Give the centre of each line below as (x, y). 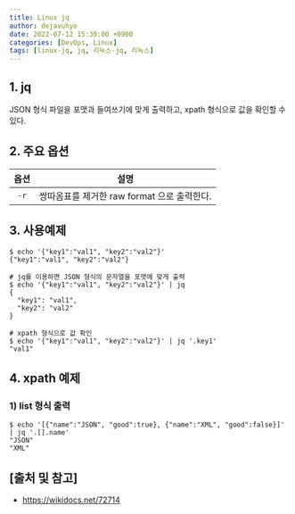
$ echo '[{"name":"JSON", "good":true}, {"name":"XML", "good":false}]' (147, 425)
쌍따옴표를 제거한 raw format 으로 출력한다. (125, 195)
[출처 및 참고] (44, 478)
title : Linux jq (39, 17)
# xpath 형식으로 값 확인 (51, 333)
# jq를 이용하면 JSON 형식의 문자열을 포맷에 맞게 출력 (97, 277)
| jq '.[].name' (39, 433)
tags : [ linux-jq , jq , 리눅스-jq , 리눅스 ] (82, 51)
